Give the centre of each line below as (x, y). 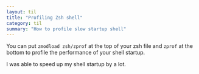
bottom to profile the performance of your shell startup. (76, 53)
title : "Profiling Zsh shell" (45, 18)
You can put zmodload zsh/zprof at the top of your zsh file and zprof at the (100, 46)
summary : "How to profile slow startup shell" (66, 29)
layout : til (21, 12)
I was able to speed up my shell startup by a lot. (66, 64)
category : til (24, 23)
